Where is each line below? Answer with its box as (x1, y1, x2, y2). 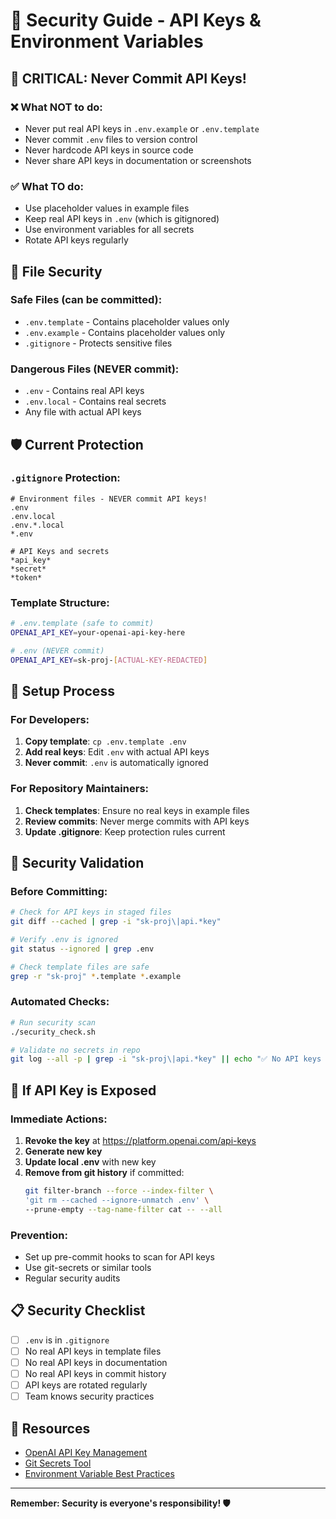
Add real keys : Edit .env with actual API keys (24, 746, 210, 758)
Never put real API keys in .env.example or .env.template (24, 122, 260, 134)
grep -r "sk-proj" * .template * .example (10, 971, 182, 981)
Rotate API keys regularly (24, 234, 129, 246)
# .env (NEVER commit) (10, 645, 105, 656)
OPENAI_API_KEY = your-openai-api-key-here (10, 628, 186, 638)
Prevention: (10, 1228, 68, 1242)
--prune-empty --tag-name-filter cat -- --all (24, 1204, 223, 1214)
